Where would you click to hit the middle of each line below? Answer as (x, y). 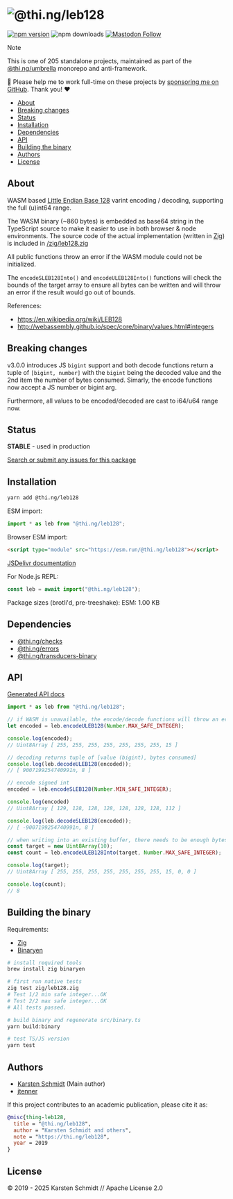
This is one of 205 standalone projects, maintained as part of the (100, 61)
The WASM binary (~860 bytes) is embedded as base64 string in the (106, 221)
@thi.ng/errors (38, 648)
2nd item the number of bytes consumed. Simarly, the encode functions (110, 380)
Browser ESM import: (37, 537)
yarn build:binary (34, 1026)
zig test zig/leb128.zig (43, 988)
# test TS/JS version (38, 1039)
